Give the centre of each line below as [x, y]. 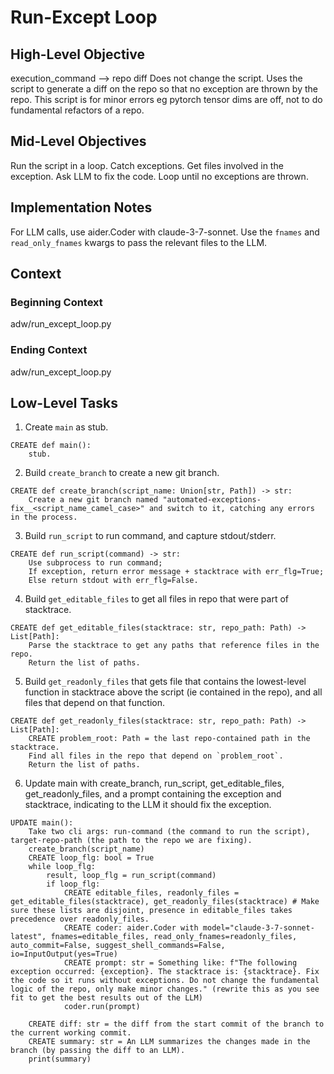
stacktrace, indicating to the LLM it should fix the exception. [148, 805]
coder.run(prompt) [102, 1007]
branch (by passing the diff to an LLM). [98, 1051]
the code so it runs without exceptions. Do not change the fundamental [165, 981]
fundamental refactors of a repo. [77, 110]
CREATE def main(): [51, 446]
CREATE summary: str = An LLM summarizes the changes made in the [169, 1042]
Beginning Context [56, 302]
